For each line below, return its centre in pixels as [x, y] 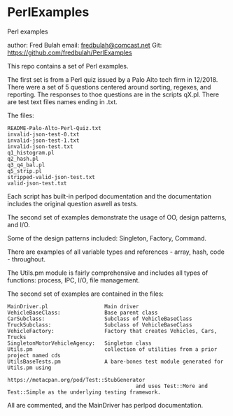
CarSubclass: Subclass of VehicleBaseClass [100, 319]
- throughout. [27, 259]
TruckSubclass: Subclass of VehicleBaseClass [100, 325]
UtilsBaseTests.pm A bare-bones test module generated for [115, 361]
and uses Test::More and [172, 386]
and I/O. [19, 224]
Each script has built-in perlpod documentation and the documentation [110, 196]
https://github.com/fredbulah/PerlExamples [70, 52]
